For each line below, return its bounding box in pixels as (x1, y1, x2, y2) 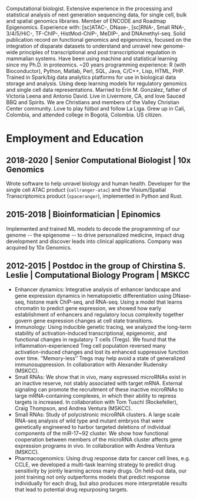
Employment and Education (6, 132, 144, 145)
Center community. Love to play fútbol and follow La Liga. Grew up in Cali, (6, 105, 186, 112)
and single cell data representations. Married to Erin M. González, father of (6, 87, 187, 93)
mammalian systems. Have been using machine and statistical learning (6, 55, 178, 62)
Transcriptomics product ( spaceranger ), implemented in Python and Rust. (6, 192, 183, 199)
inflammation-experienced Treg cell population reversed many (14, 342, 166, 349)
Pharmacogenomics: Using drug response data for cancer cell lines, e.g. (14, 454, 191, 461)
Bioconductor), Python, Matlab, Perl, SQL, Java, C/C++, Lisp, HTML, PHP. (6, 68, 185, 74)
